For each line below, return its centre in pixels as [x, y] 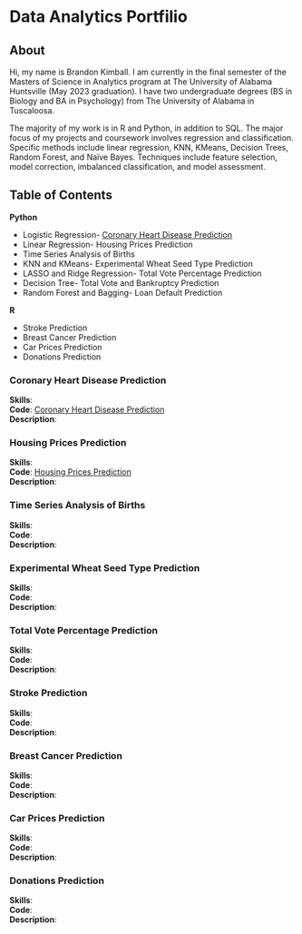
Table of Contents [61, 196]
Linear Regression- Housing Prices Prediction [107, 244]
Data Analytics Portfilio [98, 17]
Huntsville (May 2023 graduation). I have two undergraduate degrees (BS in [151, 91]
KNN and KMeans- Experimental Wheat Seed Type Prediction [138, 263]
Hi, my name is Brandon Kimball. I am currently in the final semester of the [148, 72]
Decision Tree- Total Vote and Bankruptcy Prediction [121, 282]
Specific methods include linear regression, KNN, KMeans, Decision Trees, [149, 147]
